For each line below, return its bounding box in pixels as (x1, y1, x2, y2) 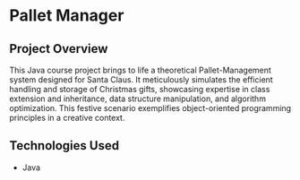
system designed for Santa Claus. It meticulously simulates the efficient (9, 74, 273, 85)
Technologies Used (9, 138, 119, 153)
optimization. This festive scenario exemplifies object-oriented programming (9, 103, 292, 113)
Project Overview (9, 41, 108, 56)
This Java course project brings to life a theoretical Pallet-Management (9, 64, 271, 75)
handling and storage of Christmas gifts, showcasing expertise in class (9, 84, 270, 94)
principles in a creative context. (9, 113, 125, 123)
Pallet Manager (9, 5, 124, 26)
